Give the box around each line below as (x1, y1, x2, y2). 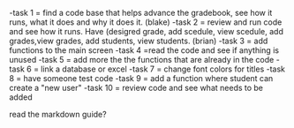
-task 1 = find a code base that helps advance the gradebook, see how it (9, 8, 273, 18)
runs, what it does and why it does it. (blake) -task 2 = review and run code (9, 17, 283, 27)
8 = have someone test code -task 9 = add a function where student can (9, 73, 274, 83)
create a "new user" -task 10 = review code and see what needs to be (9, 83, 263, 93)
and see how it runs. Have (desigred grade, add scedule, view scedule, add (9, 26, 284, 36)
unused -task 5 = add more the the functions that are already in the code (9, 55, 275, 64)
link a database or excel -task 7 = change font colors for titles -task (41, 64, 285, 74)
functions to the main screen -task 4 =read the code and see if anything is (9, 45, 280, 56)
